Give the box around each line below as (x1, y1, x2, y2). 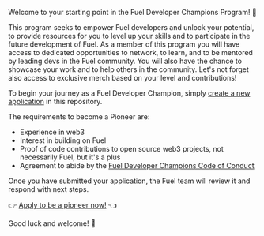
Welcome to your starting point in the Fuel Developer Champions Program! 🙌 (8, 8, 257, 17)
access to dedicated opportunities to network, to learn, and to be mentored (8, 48, 253, 57)
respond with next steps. (8, 185, 89, 193)
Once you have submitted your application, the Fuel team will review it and (8, 176, 251, 185)
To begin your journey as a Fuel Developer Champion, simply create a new (8, 88, 251, 98)
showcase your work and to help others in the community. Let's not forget (8, 65, 249, 74)
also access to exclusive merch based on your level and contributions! (8, 73, 237, 82)
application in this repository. (8, 97, 103, 106)
